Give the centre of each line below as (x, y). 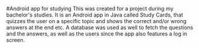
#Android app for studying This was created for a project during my (90, 9)
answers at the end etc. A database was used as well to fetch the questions (100, 27)
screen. (16, 40)
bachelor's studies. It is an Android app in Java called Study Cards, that (95, 15)
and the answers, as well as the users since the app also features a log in (97, 34)
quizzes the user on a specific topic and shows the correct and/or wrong (96, 21)
